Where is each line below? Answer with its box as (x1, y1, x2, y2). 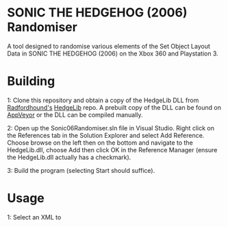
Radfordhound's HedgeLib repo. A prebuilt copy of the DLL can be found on (7, 103, 221, 111)
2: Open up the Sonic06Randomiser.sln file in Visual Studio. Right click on (7, 123, 214, 132)
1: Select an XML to (7, 213, 62, 221)
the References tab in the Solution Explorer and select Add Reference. (7, 131, 205, 139)
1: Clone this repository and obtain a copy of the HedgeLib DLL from (7, 96, 199, 104)
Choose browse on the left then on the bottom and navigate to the (7, 139, 193, 147)
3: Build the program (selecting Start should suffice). (7, 166, 155, 174)
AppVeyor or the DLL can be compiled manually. (7, 110, 143, 119)
